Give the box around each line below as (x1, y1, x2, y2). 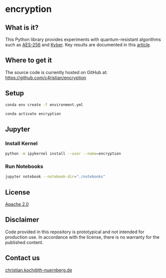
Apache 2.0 (5, 201, 29, 207)
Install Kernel (5, 140, 38, 147)
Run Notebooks (5, 163, 44, 170)
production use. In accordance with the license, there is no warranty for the (5, 234, 160, 240)
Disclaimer (5, 215, 39, 224)
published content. (5, 239, 44, 245)
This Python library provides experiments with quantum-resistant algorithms (5, 36, 162, 42)
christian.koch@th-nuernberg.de (5, 267, 73, 273)
